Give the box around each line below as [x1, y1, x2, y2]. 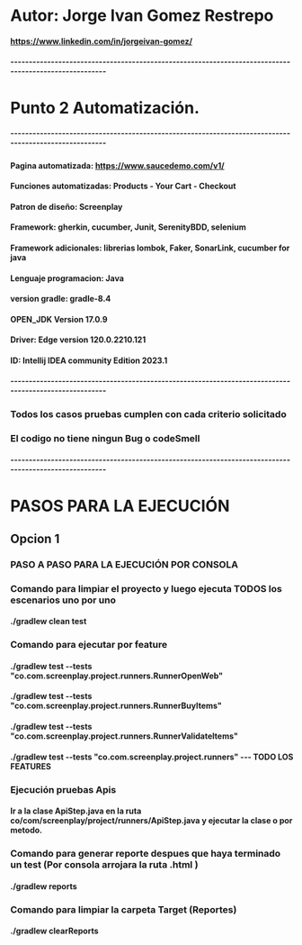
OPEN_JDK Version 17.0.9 [10, 313, 108, 324]
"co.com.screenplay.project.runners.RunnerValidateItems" [10, 731, 239, 741]
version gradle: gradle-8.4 [10, 294, 111, 304]
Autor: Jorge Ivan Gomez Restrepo [10, 5, 274, 26]
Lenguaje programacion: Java [10, 272, 125, 284]
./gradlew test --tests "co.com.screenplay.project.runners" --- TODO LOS [10, 751, 294, 762]
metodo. [10, 825, 43, 836]
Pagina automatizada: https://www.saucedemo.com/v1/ [10, 159, 225, 171]
